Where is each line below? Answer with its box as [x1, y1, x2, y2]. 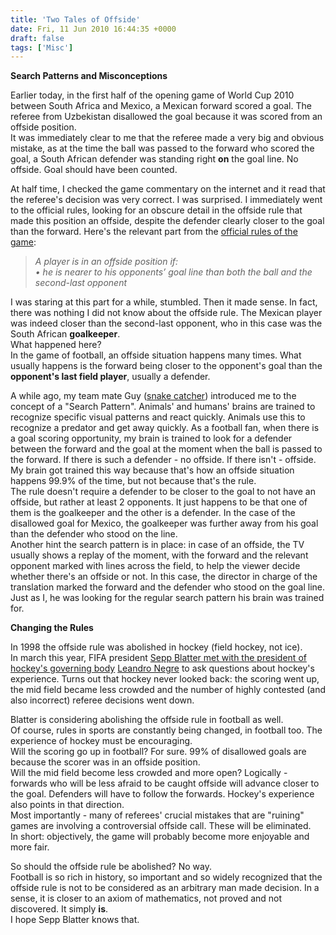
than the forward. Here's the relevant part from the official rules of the [10, 226, 298, 238]
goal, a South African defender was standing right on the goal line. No [10, 153, 299, 165]
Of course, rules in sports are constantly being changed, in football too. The [10, 724, 323, 736]
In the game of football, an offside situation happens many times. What [10, 349, 302, 361]
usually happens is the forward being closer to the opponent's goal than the [10, 360, 323, 372]
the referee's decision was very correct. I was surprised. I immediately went [10, 194, 323, 206]
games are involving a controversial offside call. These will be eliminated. [10, 820, 312, 832]
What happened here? [10, 339, 102, 351]
